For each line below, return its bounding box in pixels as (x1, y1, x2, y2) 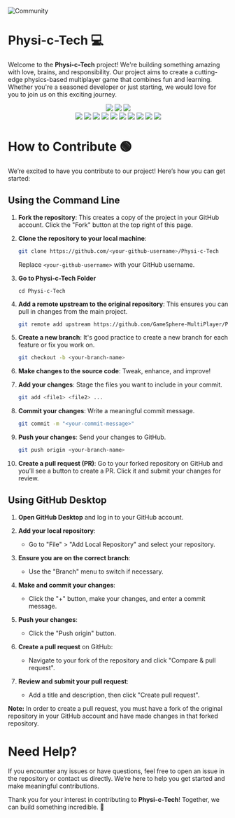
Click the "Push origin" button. (28, 629, 116, 637)
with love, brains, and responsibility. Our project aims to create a (8, 67, 194, 76)
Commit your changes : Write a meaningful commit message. (17, 407, 195, 415)
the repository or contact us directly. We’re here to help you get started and (8, 774, 226, 782)
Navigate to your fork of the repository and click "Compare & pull (28, 656, 216, 665)
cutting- (194, 67, 218, 76)
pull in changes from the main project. (17, 307, 128, 315)
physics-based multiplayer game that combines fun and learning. (24, 75, 213, 83)
